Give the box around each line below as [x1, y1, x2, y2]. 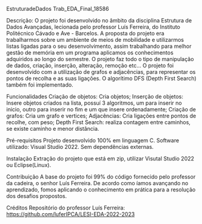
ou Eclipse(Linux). [6, 162, 52, 168]
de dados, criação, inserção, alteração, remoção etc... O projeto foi [6, 62, 174, 69]
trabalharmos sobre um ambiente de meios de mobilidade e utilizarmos [6, 36, 184, 43]
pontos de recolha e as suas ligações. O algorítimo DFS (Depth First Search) [6, 75, 197, 82]
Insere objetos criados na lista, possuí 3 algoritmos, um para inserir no [6, 99, 182, 107]
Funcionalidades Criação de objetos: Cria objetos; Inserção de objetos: [6, 93, 184, 100]
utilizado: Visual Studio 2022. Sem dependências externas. [6, 143, 154, 150]
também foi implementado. [6, 81, 74, 88]
